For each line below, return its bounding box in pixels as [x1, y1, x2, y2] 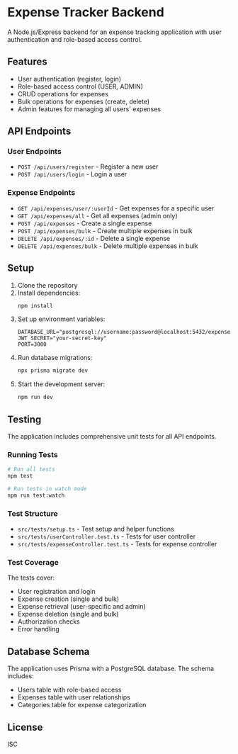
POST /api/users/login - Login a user [17, 170, 127, 179]
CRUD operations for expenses [17, 89, 108, 98]
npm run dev [17, 394, 53, 401]
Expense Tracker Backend [7, 4, 164, 21]
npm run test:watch [7, 492, 65, 499]
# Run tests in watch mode [7, 485, 87, 493]
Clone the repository [17, 281, 78, 289]
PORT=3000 [17, 341, 47, 348]
